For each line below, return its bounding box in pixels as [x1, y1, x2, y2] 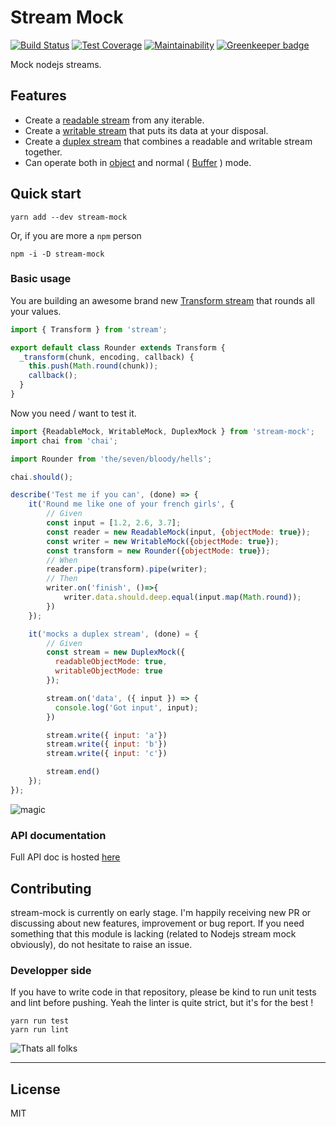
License [10, 1081, 61, 1098]
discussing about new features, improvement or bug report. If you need [10, 917, 305, 929]
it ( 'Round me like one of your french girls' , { [28, 499, 235, 510]
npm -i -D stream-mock [10, 249, 105, 259]
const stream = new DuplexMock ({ [46, 647, 186, 658]
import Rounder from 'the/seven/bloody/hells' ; [10, 454, 213, 464]
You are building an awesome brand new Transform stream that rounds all [10, 294, 315, 306]
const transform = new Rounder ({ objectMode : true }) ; [46, 546, 271, 556]
